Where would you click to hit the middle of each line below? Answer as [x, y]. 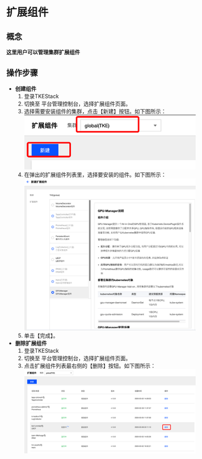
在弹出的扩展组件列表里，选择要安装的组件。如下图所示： [95, 175]
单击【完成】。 [41, 335]
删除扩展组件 [31, 343]
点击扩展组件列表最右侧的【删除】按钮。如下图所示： [90, 366]
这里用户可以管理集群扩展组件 [43, 52]
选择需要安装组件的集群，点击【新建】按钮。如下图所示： [95, 111]
